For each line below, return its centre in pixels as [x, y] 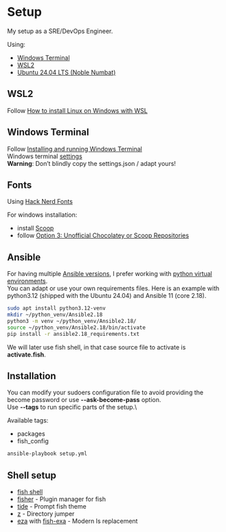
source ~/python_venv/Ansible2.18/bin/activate [77, 328]
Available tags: [28, 421]
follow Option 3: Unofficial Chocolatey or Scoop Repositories [103, 235]
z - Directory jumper [46, 514]
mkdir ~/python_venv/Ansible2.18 [55, 315]
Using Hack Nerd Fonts [40, 202]
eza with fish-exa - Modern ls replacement [77, 521]
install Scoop [35, 228]
